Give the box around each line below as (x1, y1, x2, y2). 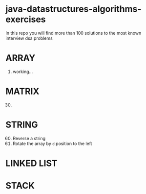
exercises (5, 14, 46, 25)
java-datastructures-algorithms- (5, 3, 142, 15)
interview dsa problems (5, 35, 53, 41)
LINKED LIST (5, 158, 58, 169)
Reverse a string (12, 135, 46, 141)
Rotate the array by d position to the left (12, 141, 92, 146)
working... (12, 69, 33, 74)
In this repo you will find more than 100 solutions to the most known (5, 30, 142, 36)
